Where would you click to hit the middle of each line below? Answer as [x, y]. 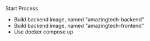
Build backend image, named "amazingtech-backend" [79, 19]
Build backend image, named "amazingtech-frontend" [79, 26]
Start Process [22, 8]
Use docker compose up [43, 32]
